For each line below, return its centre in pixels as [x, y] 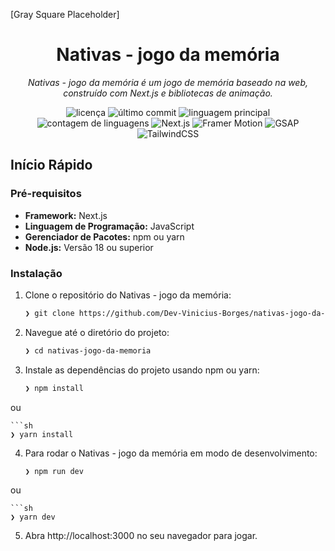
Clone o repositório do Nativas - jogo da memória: [128, 295]
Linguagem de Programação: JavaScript [109, 226]
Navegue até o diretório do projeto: [97, 332]
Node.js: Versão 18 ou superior [89, 247]
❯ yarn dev [33, 517]
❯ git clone [49, 313]
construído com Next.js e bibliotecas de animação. [168, 93]
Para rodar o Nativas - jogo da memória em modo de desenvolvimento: [171, 453]
